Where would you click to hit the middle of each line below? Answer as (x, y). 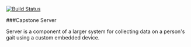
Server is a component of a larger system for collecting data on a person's (95, 31)
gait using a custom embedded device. (53, 37)
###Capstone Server (31, 20)
